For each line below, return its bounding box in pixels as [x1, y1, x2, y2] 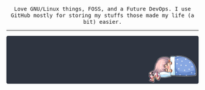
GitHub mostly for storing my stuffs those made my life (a [10, 12, 195, 19]
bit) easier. [83, 18, 122, 25]
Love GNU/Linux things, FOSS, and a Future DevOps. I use [14, 5, 191, 12]
